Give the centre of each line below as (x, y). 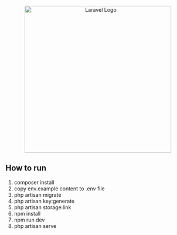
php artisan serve (35, 226)
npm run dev (29, 220)
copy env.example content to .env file (59, 189)
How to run (26, 168)
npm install (27, 213)
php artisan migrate (38, 194)
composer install (34, 182)
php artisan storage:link (42, 207)
